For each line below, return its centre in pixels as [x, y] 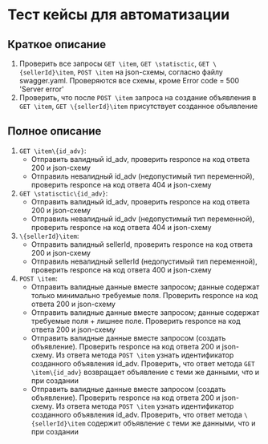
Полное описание [55, 131]
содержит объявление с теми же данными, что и [171, 423]
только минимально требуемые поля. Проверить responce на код [144, 295]
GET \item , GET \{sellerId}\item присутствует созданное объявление [138, 106]
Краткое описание [57, 44]
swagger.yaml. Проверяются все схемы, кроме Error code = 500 [129, 81]
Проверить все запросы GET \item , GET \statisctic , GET [114, 63]
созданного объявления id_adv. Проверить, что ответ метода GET [143, 363]
